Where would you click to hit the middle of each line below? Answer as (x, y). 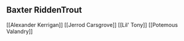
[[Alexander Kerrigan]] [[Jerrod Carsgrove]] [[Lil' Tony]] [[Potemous (92, 24)
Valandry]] (20, 31)
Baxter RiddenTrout (44, 10)
